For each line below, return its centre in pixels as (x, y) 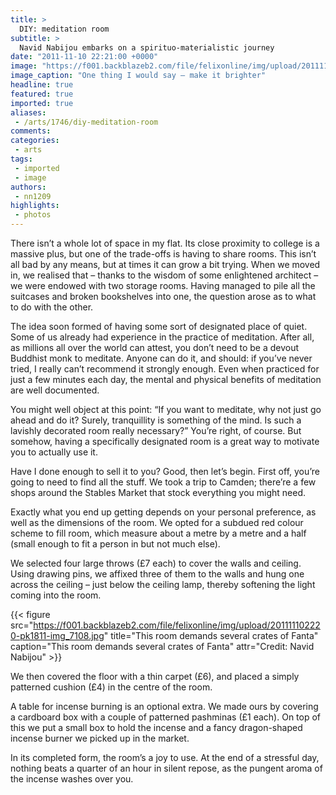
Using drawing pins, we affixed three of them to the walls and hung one (157, 574)
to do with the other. (52, 307)
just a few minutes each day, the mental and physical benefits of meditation (166, 379)
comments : (31, 131)
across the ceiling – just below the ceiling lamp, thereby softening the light (163, 584)
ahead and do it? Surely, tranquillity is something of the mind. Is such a (156, 420)
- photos (33, 215)
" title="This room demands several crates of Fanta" (211, 635)
